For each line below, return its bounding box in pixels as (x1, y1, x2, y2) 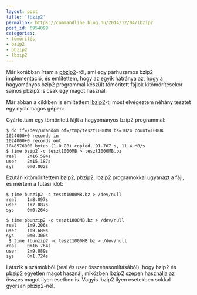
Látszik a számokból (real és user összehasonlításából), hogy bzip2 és (6, 263, 177, 270)
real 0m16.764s (6, 243, 51, 249)
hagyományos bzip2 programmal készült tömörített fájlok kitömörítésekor (6, 81, 183, 88)
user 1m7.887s (6, 202, 49, 207)
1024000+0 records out (6, 138, 62, 144)
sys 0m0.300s (6, 233, 49, 239)
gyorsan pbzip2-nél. (6, 282, 55, 289)
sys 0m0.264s (6, 207, 49, 213)
